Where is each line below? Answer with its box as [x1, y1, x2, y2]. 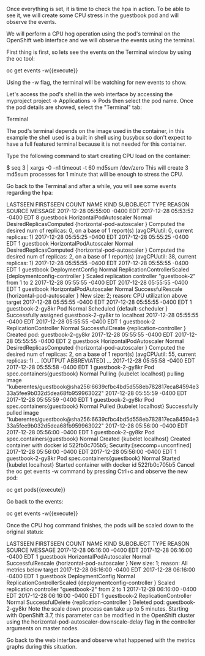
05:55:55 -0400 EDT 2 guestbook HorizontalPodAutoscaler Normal [14, 337, 184, 345]
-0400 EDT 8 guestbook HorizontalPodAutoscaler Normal [6, 214, 152, 221]
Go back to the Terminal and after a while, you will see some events [6, 183, 177, 189]
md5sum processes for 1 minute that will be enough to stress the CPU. [6, 171, 184, 178]
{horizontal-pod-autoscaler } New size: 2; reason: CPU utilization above [6, 292, 188, 299]
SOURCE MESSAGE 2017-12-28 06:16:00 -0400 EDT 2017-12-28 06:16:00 [6, 546, 193, 554]
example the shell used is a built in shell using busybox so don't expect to [6, 134, 192, 141]
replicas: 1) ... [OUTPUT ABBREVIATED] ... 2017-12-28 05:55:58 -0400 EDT [6, 357, 195, 364]
